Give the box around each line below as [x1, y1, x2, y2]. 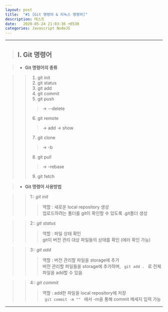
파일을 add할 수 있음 [42, 269, 82, 275]
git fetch [37, 173, 55, 179]
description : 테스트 [5, 16, 45, 21]
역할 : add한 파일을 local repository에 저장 [42, 289, 126, 295]
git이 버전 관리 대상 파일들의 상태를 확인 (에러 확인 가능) [42, 236, 151, 242]
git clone [37, 134, 56, 140]
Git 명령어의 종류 [24, 64, 57, 70]
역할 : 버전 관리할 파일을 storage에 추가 [42, 257, 119, 263]
